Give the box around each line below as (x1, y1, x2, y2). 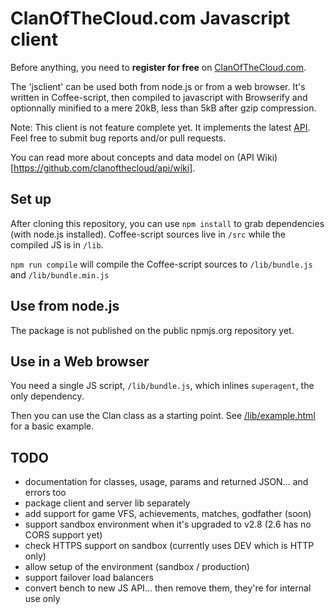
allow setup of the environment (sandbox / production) (24, 561, 250, 573)
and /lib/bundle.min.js (10, 268, 110, 281)
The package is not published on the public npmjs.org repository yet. (10, 324, 295, 336)
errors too (24, 487, 67, 499)
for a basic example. (10, 420, 95, 432)
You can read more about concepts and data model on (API (10, 151, 255, 163)
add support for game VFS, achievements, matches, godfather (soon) (24, 508, 312, 520)
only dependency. (10, 390, 85, 402)
